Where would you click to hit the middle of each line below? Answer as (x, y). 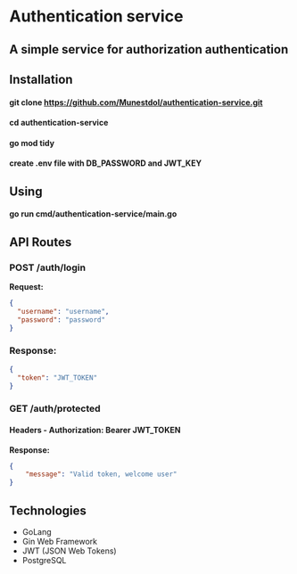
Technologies (48, 510)
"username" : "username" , (63, 311)
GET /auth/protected (55, 409)
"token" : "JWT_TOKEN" (58, 377)
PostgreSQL (44, 560)
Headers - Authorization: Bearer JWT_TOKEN (95, 430)
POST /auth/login (48, 267)
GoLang (37, 532)
